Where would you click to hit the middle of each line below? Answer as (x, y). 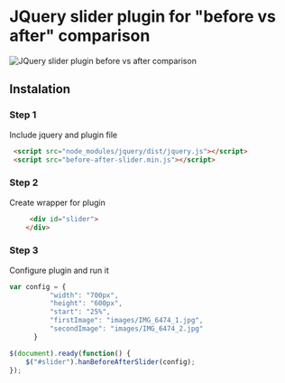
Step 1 (23, 115)
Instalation (40, 89)
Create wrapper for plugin (57, 202)
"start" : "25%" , (80, 312)
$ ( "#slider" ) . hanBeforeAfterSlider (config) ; (110, 362)
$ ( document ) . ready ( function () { (70, 353)
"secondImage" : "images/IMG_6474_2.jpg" (126, 329)
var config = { (38, 286)
